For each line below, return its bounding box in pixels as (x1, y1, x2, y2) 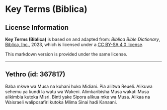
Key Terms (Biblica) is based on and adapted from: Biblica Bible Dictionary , (5, 36, 161, 42)
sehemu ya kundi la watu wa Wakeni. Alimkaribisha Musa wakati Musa (5, 88, 149, 95)
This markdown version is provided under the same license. (5, 51, 128, 57)
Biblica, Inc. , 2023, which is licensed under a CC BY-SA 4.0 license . (5, 42, 144, 48)
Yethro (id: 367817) (5, 70, 66, 79)
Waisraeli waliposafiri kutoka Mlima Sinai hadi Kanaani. (5, 99, 117, 105)
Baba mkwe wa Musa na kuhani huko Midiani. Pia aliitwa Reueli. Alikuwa (5, 83, 153, 89)
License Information (5, 23, 69, 32)
